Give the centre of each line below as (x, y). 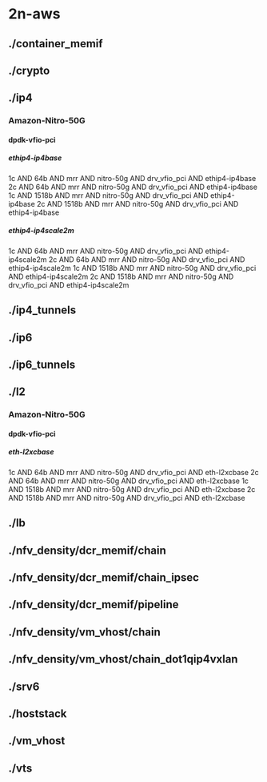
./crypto (29, 70)
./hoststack (38, 713)
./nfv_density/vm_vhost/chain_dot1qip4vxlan (123, 659)
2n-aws (34, 14)
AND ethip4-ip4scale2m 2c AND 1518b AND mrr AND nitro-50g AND (121, 276)
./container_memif (56, 44)
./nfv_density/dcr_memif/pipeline (94, 605)
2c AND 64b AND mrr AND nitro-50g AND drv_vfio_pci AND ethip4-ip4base (133, 187)
